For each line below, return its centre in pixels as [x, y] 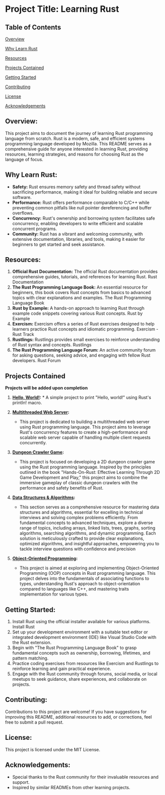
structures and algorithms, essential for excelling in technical [81, 512]
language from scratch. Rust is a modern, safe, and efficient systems [75, 138]
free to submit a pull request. [34, 722]
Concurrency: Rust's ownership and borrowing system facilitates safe [83, 218]
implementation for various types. [54, 594]
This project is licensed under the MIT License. [53, 749]
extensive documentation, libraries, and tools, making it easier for [79, 239]
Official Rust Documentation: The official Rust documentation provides [85, 271]
